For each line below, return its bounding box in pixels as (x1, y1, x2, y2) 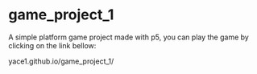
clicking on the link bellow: (8, 40, 97, 50)
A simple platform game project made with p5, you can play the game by (8, 32, 250, 42)
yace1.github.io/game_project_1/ (8, 56, 114, 66)
